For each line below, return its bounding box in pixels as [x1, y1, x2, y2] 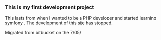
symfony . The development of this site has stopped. [5, 20, 113, 26]
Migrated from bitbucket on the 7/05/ [5, 30, 81, 36]
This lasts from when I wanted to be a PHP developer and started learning [5, 15, 157, 21]
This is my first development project [5, 4, 94, 11]
